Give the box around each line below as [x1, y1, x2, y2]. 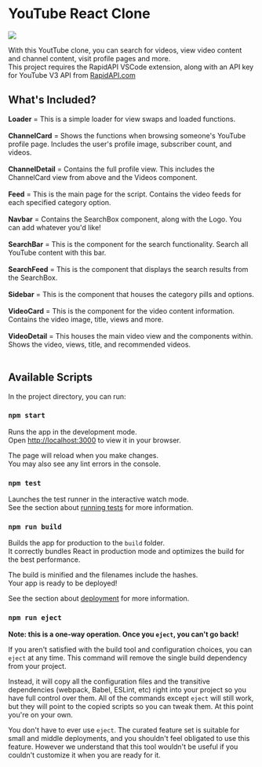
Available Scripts [8, 371, 93, 384]
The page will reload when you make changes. [8, 450, 159, 460]
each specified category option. [8, 197, 111, 207]
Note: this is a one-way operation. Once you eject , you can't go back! [8, 629, 239, 639]
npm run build [8, 523, 62, 531]
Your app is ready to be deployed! [8, 578, 118, 588]
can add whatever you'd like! [8, 222, 102, 232]
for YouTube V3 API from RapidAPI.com [8, 70, 136, 79]
